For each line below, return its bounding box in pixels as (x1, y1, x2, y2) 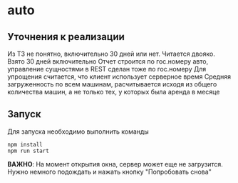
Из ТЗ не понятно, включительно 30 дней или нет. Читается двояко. (7, 49, 215, 58)
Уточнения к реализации (7, 31, 125, 43)
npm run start (7, 147, 50, 154)
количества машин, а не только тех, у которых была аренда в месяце (7, 88, 220, 96)
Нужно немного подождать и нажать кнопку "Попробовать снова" (7, 167, 212, 176)
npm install (7, 141, 43, 148)
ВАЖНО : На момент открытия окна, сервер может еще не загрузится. (7, 159, 223, 168)
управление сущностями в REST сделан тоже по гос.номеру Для (7, 65, 207, 73)
